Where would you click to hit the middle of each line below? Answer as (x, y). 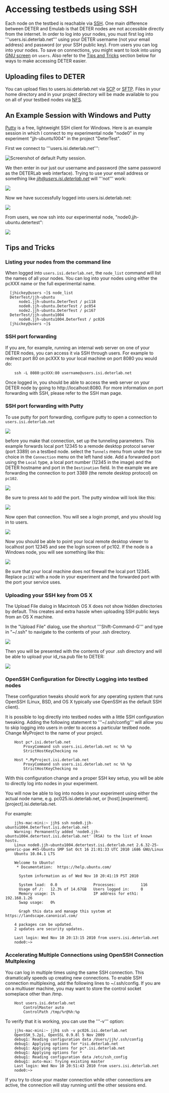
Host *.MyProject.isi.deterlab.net (52, 760)
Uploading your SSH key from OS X (49, 595)
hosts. (12, 841)
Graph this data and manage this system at (65, 912)
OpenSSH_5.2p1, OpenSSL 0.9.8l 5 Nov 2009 (60, 1035)
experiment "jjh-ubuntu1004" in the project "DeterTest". (63, 138)
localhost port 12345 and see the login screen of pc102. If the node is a (79, 547)
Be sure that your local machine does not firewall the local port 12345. (78, 571)
